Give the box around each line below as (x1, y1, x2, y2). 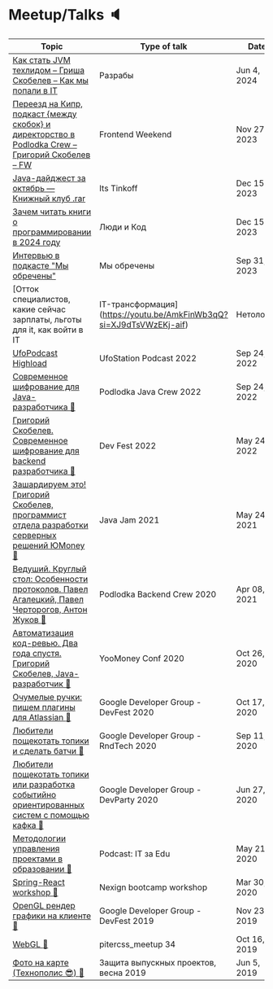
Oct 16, (236, 933, 266, 944)
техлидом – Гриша (12, 64, 85, 76)
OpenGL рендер (12, 899, 76, 911)
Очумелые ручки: (12, 691, 83, 702)
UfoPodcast (12, 347, 58, 358)
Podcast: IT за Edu (98, 847, 171, 859)
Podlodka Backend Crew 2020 (98, 589, 217, 600)
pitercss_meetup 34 (98, 939, 176, 950)
